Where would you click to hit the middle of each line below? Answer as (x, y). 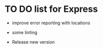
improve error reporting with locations (51, 23)
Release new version (33, 42)
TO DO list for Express (51, 9)
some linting (24, 32)
